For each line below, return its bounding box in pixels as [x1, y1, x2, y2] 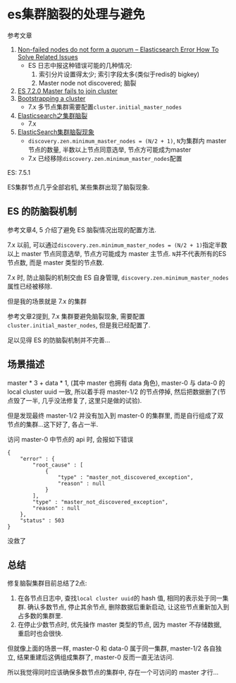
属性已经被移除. [7, 282, 53, 290]
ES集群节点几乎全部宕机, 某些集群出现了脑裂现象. [7, 183, 150, 191]
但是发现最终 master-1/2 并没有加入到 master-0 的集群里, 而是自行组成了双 [7, 411, 224, 420]
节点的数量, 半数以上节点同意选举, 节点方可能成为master [27, 145, 192, 154]
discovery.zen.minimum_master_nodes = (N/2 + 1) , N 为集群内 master [27, 136, 227, 145]
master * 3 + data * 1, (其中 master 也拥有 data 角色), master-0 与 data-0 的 [7, 378, 225, 387]
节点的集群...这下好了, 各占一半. [7, 420, 99, 428]
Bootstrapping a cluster [17, 94, 86, 102]
